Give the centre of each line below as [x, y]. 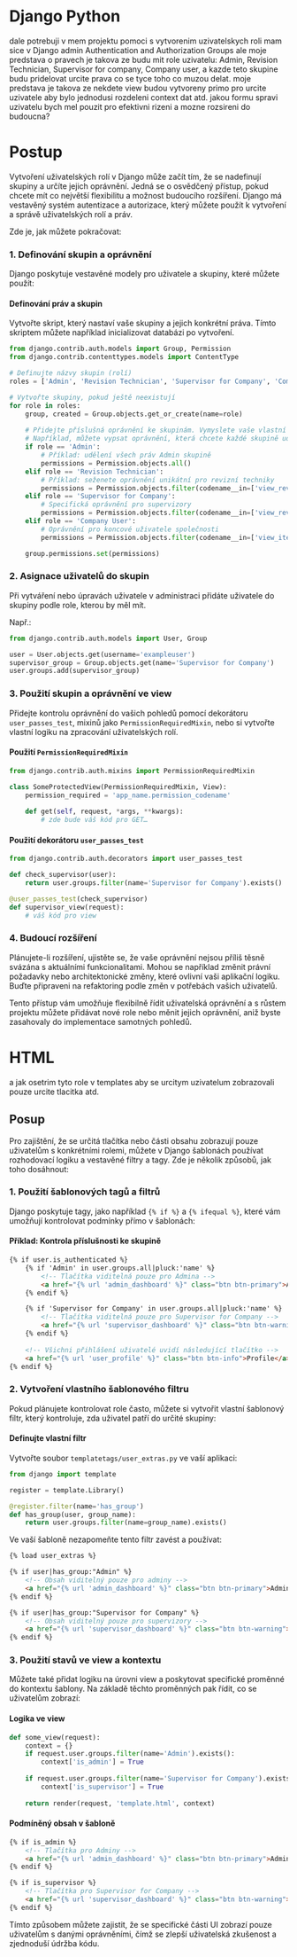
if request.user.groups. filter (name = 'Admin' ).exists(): [130, 1754]
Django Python [65, 16]
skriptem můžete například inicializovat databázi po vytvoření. [122, 333]
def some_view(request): [55, 1737]
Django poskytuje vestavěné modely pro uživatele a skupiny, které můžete [145, 274]
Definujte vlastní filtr [48, 1438]
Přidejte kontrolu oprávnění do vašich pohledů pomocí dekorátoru [129, 713]
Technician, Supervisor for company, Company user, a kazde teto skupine [144, 69]
